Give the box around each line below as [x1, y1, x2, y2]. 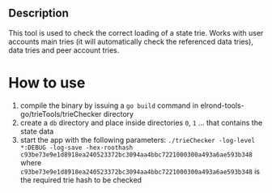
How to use [8, 74, 86, 92]
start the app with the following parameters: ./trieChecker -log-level [19, 135, 256, 144]
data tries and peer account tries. [8, 45, 120, 55]
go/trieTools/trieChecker [19, 109, 102, 118]
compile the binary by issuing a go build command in [19, 101, 199, 110]
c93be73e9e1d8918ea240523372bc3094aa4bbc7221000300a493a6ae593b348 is [19, 166, 261, 176]
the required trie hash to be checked [19, 174, 142, 185]
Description [8, 6, 69, 20]
